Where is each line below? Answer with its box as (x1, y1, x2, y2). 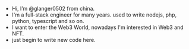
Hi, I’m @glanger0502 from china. (11, 5, 95, 12)
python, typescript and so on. (11, 18, 84, 24)
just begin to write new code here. (11, 37, 96, 43)
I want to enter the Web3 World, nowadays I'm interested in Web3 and (11, 24, 184, 31)
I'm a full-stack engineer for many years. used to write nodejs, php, (11, 11, 177, 18)
